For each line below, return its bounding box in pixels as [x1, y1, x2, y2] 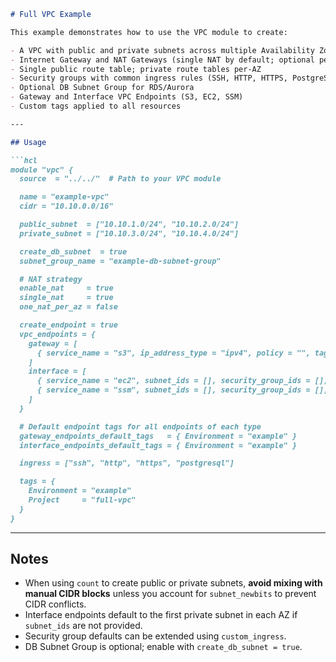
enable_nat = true [19, 283, 114, 294]
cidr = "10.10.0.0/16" [19, 201, 114, 212]
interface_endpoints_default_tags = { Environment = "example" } [19, 440, 298, 450]
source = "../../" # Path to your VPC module [19, 174, 222, 184]
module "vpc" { [10, 165, 74, 175]
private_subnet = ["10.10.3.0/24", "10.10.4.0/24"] [19, 228, 240, 239]
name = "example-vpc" [19, 192, 110, 202]
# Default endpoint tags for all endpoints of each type [19, 421, 262, 432]
